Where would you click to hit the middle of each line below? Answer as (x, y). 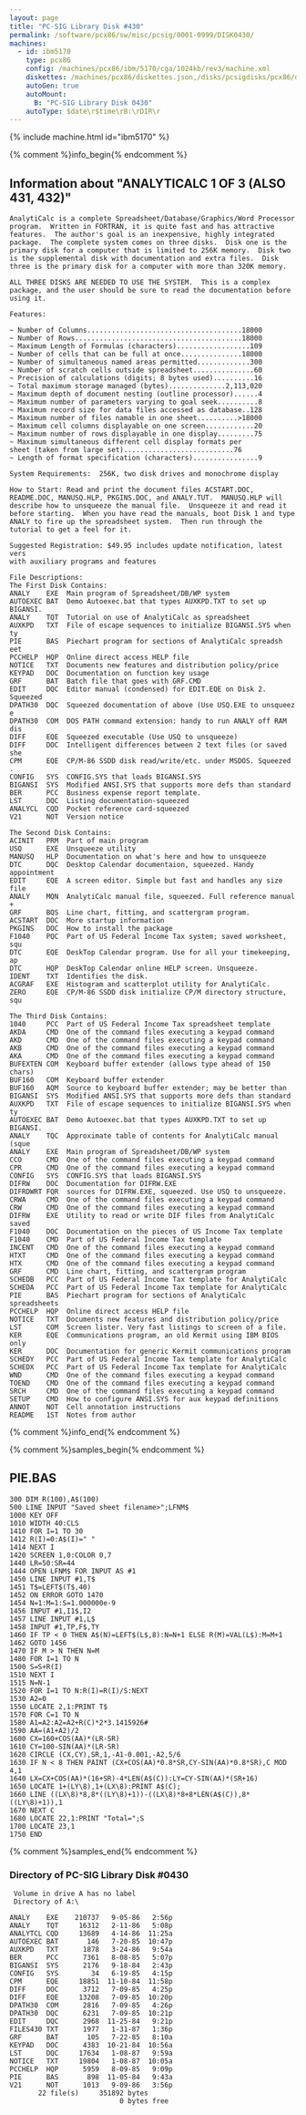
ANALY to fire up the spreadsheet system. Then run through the (136, 522)
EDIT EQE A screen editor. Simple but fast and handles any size (146, 881)
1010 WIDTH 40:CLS (44, 1523)
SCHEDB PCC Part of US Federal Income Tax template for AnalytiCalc (148, 1280)
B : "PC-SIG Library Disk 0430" (93, 103)
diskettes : (46, 77)
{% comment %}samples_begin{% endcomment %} (107, 1450)
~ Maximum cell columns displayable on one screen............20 (136, 426)
